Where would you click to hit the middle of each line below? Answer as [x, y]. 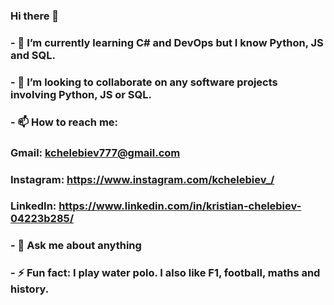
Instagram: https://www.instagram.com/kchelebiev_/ [142, 179]
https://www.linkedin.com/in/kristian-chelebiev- [180, 206]
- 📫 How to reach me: [64, 122]
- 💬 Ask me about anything [76, 246]
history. [30, 289]
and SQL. [33, 55]
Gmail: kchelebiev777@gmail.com [95, 152]
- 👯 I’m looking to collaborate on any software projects [144, 82]
